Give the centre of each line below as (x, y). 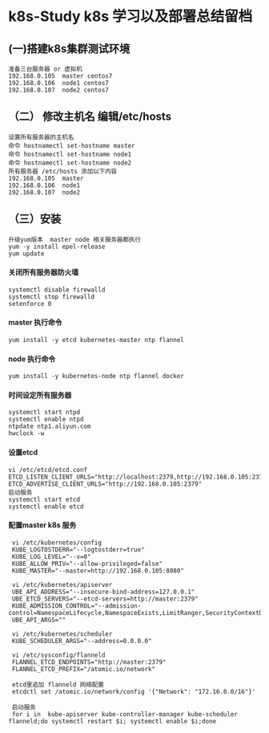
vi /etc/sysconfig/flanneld (58, 655)
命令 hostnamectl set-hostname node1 (70, 154)
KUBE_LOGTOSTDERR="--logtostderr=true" (78, 550)
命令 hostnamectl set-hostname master (72, 145)
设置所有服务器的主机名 (41, 137)
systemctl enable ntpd (46, 419)
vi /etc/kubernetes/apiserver (62, 584)
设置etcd (23, 452)
